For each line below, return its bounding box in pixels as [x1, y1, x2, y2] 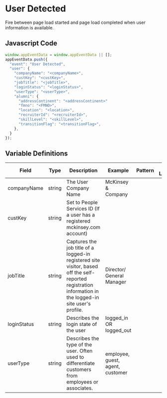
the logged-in [66, 294, 99, 301]
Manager [105, 279, 127, 286]
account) [66, 230, 88, 237]
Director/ [105, 266, 126, 273]
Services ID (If [66, 205, 100, 212]
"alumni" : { [14, 94, 39, 99]
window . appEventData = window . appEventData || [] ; [5, 52, 112, 57]
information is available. [5, 24, 54, 30]
